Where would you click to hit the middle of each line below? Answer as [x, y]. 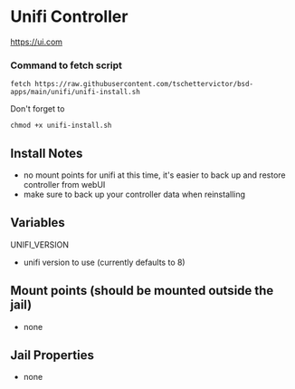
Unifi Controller [69, 17]
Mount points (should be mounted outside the [142, 291]
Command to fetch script [67, 65]
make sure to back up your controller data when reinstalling [134, 194]
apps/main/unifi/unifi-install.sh [76, 92]
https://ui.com [36, 42]
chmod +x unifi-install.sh [61, 126]
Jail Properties [52, 355]
